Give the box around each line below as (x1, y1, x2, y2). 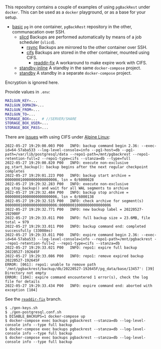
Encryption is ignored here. (5, 79, 59, 85)
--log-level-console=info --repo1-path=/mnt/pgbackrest (37, 237, 152, 242)
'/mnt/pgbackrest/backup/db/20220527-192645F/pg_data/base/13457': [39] (5, 267, 155, 271)
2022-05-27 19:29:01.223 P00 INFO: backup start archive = (5, 173, 131, 178)
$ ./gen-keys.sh (5, 305, 38, 311)
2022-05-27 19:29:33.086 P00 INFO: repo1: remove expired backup (5, 254, 144, 259)
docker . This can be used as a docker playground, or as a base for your (5, 9, 146, 15)
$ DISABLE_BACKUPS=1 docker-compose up (5, 314, 86, 319)
